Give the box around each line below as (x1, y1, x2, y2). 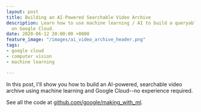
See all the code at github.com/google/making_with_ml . (6, 98, 143, 105)
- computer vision (6, 53, 52, 59)
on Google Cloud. (11, 25, 55, 32)
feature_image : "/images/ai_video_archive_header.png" (6, 37, 146, 43)
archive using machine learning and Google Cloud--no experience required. (6, 87, 193, 94)
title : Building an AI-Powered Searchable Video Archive (6, 14, 151, 20)
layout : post (6, 8, 39, 15)
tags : (6, 43, 20, 49)
